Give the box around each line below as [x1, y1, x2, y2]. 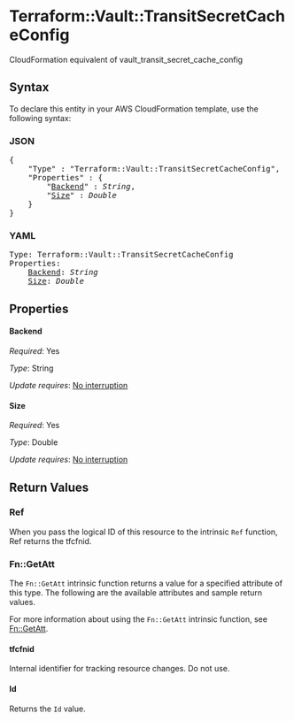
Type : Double [9, 437, 58, 448]
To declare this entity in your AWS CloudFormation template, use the [9, 104, 259, 114]
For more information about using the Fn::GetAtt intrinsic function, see [9, 614, 268, 625]
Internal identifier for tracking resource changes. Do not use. [9, 663, 230, 674]
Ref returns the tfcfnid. [9, 535, 92, 546]
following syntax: [9, 112, 72, 123]
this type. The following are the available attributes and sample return [9, 587, 263, 598]
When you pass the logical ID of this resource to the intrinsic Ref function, [9, 526, 278, 537]
